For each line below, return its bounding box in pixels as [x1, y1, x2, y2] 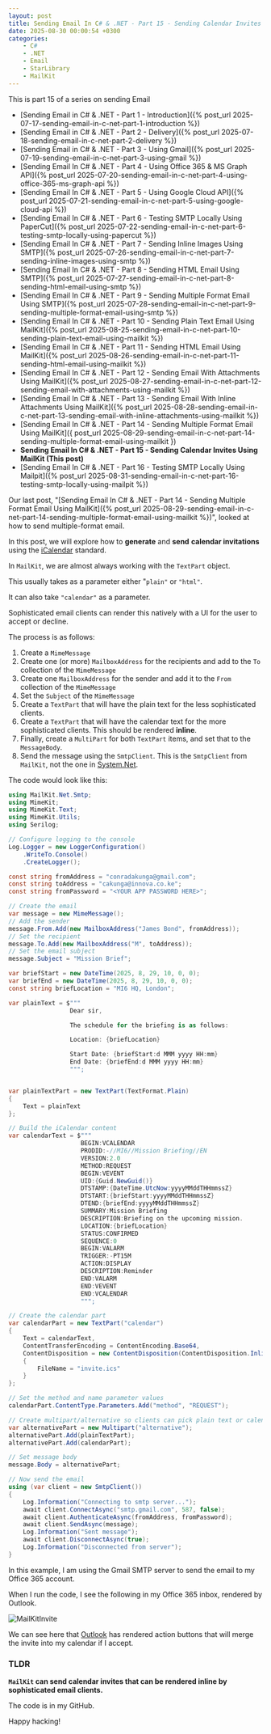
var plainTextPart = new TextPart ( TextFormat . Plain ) [8, 1087, 190, 1095]
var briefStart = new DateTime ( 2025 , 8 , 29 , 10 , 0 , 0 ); [8, 970, 200, 978]
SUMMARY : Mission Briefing [80, 1207, 168, 1215]
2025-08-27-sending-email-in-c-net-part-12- [109, 376, 262, 386]
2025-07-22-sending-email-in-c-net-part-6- [96, 222, 246, 231]
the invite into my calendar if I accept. [8, 1638, 134, 1647]
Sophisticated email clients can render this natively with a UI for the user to [8, 607, 258, 617]
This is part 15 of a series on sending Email [8, 94, 151, 104]
